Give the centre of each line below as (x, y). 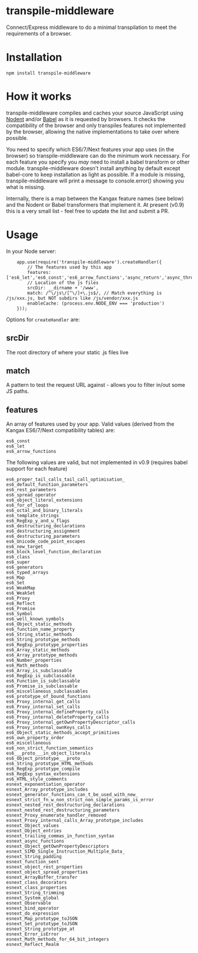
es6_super (18, 562)
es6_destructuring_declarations (46, 526)
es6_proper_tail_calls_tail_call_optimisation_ (66, 479)
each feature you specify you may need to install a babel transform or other (98, 162)
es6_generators (25, 567)
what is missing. (26, 187)
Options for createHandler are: (43, 319)
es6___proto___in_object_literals (49, 753)
